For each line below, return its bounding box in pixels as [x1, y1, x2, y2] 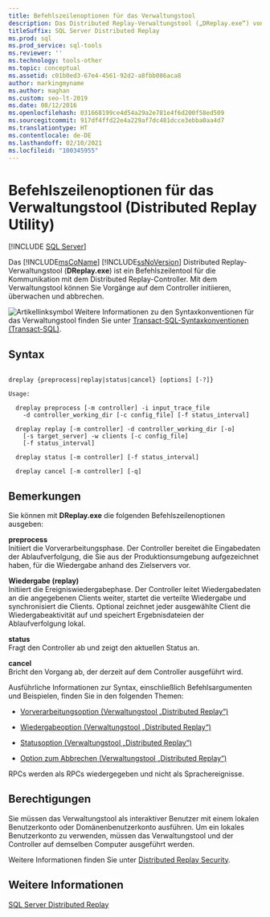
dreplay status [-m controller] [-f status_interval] [15, 454, 199, 462]
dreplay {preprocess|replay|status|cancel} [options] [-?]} [8, 376, 215, 384]
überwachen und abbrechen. [8, 291, 104, 302]
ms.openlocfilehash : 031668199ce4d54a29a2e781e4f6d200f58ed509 [8, 109, 225, 117]
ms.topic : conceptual [8, 64, 81, 72]
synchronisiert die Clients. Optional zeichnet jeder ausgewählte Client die [8, 601, 251, 611]
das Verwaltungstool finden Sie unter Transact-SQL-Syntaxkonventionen [8, 315, 249, 326]
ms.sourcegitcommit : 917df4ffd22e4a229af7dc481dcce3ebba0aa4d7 [8, 117, 225, 125]
